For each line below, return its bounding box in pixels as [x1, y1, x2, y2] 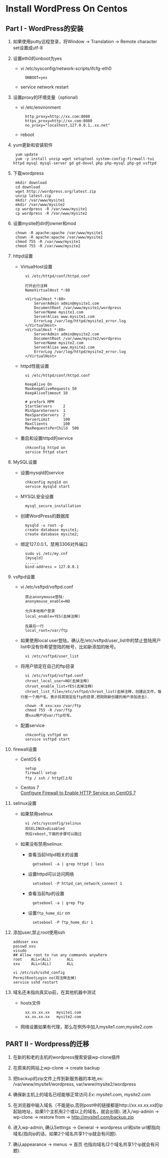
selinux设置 [12, 800, 37, 806]
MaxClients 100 [24, 421, 70, 426]
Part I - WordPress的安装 [5, 24, 84, 33]
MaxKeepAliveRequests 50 [24, 386, 77, 391]
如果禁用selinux [20, 811, 53, 817]
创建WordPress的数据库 [20, 513, 69, 519]
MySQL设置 [12, 459, 37, 465]
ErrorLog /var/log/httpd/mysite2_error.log [33, 349, 126, 354]
